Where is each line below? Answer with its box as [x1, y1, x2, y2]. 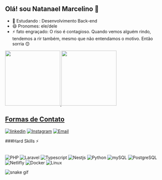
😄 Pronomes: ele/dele [12, 23, 58, 29]
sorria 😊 [12, 41, 30, 46]
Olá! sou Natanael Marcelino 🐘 [5, 5, 99, 13]
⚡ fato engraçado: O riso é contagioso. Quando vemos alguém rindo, [12, 28, 151, 34]
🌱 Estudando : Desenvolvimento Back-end [12, 18, 97, 23]
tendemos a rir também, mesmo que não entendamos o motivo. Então [12, 35, 153, 42]
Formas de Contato [5, 115, 65, 124]
